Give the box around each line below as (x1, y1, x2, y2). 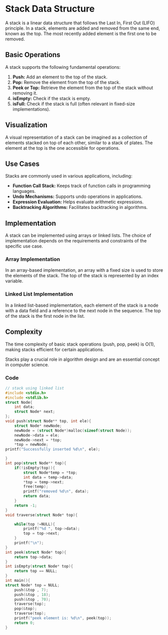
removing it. (12, 90, 38, 96)
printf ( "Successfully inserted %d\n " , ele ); (5, 447, 100, 452)
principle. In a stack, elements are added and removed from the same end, (5, 25, 160, 31)
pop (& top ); (14, 606, 37, 611)
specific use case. (5, 243, 43, 249)
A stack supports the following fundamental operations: (5, 64, 121, 70)
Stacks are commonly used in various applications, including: (5, 173, 133, 179)
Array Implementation (5, 256, 61, 263)
